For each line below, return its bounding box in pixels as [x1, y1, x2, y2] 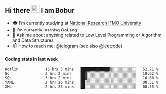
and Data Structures [12, 37, 54, 43]
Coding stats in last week [5, 56, 58, 62]
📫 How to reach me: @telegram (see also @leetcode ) [12, 43, 123, 49]
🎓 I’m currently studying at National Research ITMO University [12, 20, 141, 26]
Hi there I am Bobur [5, 6, 75, 15]
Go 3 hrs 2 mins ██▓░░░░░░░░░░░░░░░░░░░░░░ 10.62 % [5, 71, 159, 76]
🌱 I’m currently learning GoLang [12, 27, 78, 32]
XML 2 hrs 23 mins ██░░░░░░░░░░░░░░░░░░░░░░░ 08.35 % [5, 84, 159, 89]
